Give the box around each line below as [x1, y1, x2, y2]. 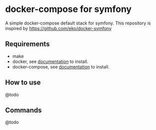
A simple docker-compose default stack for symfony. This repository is [5, 20, 151, 26]
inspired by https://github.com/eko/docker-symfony [5, 25, 112, 31]
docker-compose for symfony [5, 3, 132, 15]
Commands [5, 106, 42, 114]
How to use [5, 78, 41, 87]
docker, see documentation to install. [12, 58, 89, 64]
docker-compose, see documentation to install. [12, 63, 110, 69]
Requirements [5, 40, 50, 48]
